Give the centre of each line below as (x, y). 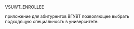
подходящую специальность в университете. (52, 22)
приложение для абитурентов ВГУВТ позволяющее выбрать (67, 16)
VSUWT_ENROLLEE (25, 7)
